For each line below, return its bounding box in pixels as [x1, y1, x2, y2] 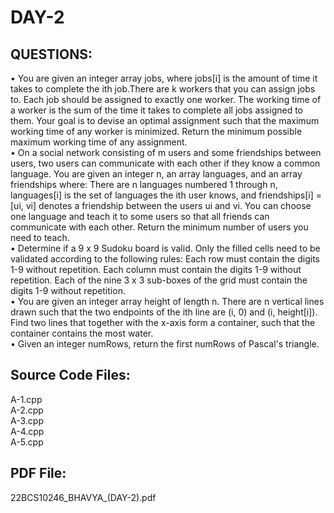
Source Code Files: [10, 367, 131, 384]
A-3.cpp [10, 414, 44, 426]
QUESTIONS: [10, 46, 93, 63]
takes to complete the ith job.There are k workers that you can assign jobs [10, 83, 316, 95]
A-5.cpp [10, 436, 44, 448]
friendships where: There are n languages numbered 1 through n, [10, 179, 278, 190]
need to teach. [10, 232, 70, 243]
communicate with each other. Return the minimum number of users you [10, 221, 309, 233]
